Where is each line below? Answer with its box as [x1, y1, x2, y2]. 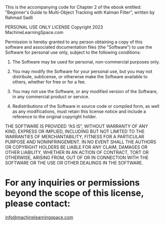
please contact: [5, 198, 70, 209]
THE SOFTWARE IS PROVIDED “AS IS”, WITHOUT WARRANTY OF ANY [5, 123, 148, 129]
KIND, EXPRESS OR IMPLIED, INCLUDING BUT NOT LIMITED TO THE [5, 129, 145, 134]
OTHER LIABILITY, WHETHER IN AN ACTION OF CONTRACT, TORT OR [5, 150, 149, 155]
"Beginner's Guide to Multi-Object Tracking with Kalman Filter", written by [5, 9, 155, 15]
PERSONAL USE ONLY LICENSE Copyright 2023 [5, 24, 103, 30]
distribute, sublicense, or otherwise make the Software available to [12, 74, 148, 79]
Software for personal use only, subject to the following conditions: [5, 49, 141, 55]
